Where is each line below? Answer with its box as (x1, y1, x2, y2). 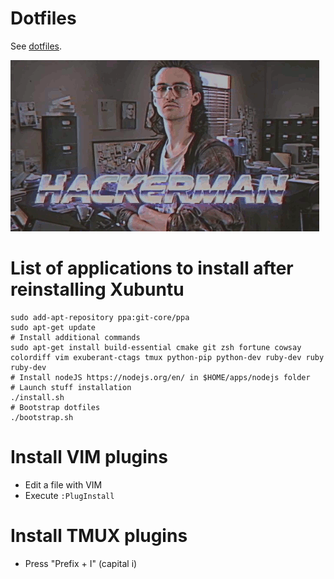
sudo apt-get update (10, 322, 97, 332)
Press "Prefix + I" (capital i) (24, 557, 138, 569)
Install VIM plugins (10, 446, 168, 469)
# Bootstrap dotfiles (10, 402, 101, 412)
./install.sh (10, 392, 65, 402)
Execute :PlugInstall (24, 489, 115, 501)
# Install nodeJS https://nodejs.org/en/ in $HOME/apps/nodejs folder (10, 372, 311, 382)
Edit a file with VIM (24, 478, 103, 491)
